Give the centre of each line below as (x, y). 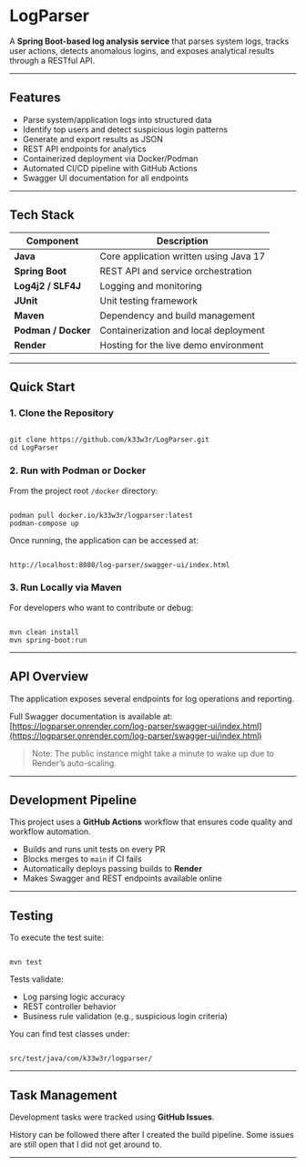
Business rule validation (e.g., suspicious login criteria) (125, 1017)
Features (35, 98)
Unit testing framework (149, 300)
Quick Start (42, 387)
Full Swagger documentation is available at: (91, 716)
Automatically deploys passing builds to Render (112, 869)
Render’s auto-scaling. (74, 763)
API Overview (49, 677)
